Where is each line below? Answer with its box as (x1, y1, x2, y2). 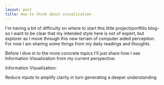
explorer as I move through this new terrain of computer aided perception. (5, 35, 156, 42)
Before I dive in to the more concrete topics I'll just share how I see (5, 50, 140, 56)
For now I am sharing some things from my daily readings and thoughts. (5, 41, 151, 46)
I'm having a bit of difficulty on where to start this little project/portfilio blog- (5, 25, 159, 31)
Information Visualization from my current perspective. (5, 55, 116, 61)
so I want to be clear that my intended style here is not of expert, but (5, 30, 144, 36)
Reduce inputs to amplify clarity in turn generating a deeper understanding (5, 74, 157, 80)
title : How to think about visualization (5, 12, 92, 17)
